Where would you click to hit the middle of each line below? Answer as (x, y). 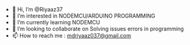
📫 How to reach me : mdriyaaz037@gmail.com (72, 36)
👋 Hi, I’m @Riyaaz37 (37, 9)
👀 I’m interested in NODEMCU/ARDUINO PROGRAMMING (83, 16)
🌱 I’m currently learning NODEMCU (56, 22)
